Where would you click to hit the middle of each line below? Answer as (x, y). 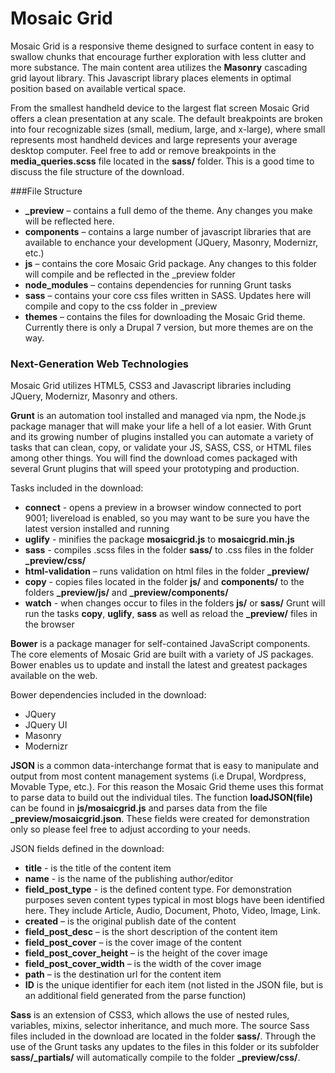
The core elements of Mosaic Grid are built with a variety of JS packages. (162, 654)
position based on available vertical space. (98, 88)
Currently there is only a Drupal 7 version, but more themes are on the (169, 327)
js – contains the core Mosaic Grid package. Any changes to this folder (171, 263)
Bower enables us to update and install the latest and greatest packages (159, 665)
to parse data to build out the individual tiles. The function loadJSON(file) (161, 798)
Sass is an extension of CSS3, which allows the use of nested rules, (150, 1015)
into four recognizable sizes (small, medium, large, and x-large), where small (168, 129)
